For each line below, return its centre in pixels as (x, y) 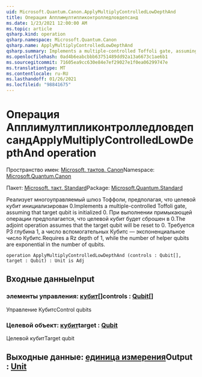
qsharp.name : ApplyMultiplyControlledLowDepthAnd (70, 46)
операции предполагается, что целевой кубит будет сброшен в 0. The (96, 218)
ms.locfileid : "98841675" (38, 85)
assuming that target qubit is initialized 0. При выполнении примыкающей (99, 212)
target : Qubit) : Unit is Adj (45, 261)
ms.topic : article (29, 29)
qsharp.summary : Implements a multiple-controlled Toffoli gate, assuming (102, 51)
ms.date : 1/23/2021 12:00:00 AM (47, 23)
